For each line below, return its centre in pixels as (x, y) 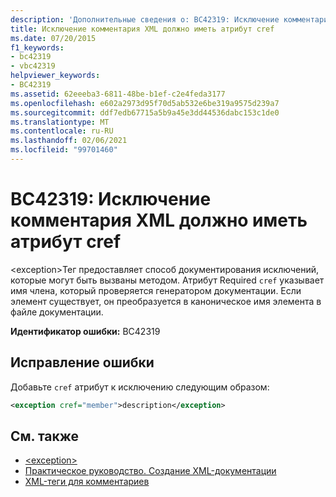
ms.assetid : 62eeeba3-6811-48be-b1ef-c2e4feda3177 (118, 94)
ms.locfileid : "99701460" (64, 150)
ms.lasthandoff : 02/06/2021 (69, 141)
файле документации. (57, 312)
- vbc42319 (33, 66)
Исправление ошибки (82, 362)
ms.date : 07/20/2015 (53, 38)
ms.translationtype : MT (60, 122)
